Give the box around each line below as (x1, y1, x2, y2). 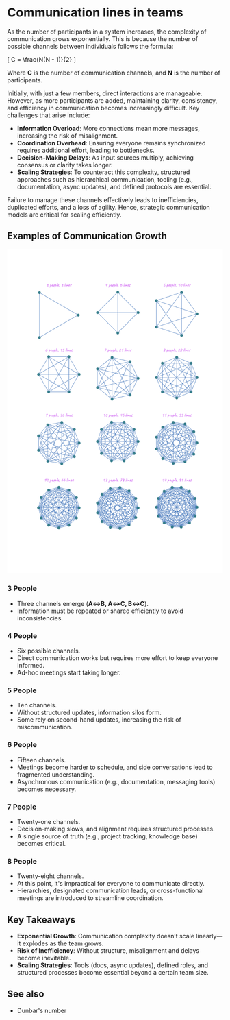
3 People (7, 584, 38, 594)
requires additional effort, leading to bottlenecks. (16, 146, 155, 154)
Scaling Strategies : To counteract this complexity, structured (16, 168, 190, 176)
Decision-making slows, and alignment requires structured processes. (16, 825, 216, 833)
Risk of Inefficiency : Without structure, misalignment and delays (16, 947, 200, 955)
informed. (16, 661, 45, 670)
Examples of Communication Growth (7, 230, 168, 242)
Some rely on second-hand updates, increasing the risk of (16, 716, 181, 724)
